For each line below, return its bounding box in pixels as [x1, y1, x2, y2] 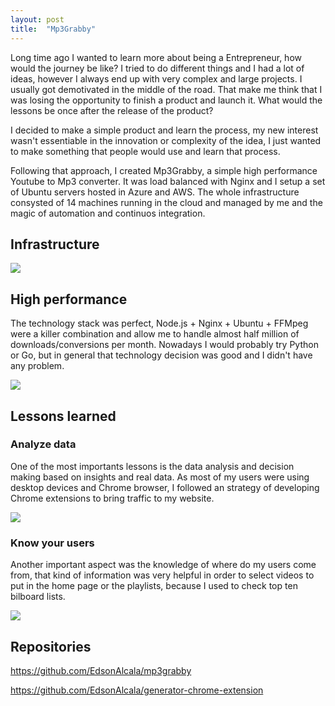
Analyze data [10, 437, 77, 451]
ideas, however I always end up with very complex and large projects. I [10, 72, 303, 85]
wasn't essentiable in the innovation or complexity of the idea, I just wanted [10, 134, 322, 146]
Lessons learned [10, 407, 117, 425]
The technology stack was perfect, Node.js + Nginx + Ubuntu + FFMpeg [10, 317, 309, 330]
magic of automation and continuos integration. [10, 207, 206, 219]
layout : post [10, 14, 65, 25]
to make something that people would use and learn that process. [10, 145, 281, 157]
